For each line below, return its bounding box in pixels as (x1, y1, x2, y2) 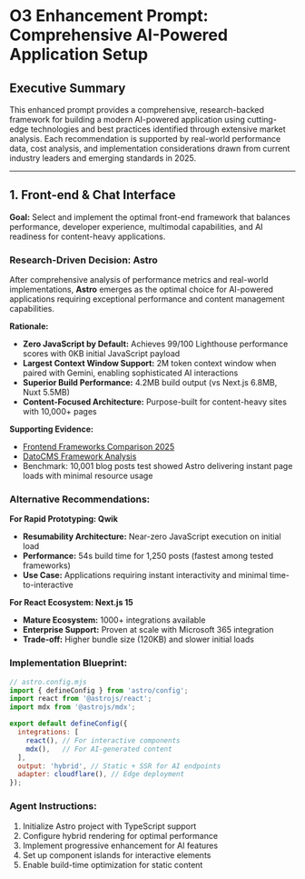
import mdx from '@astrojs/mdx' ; (9, 703, 136, 712)
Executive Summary (9, 80, 126, 95)
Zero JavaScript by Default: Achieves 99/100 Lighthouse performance (22, 338, 289, 350)
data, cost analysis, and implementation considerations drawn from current (9, 143, 290, 154)
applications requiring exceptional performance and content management (9, 294, 285, 305)
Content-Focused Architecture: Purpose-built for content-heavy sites (22, 396, 288, 407)
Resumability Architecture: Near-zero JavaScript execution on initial (22, 531, 281, 542)
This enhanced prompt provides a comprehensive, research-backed (9, 105, 265, 115)
